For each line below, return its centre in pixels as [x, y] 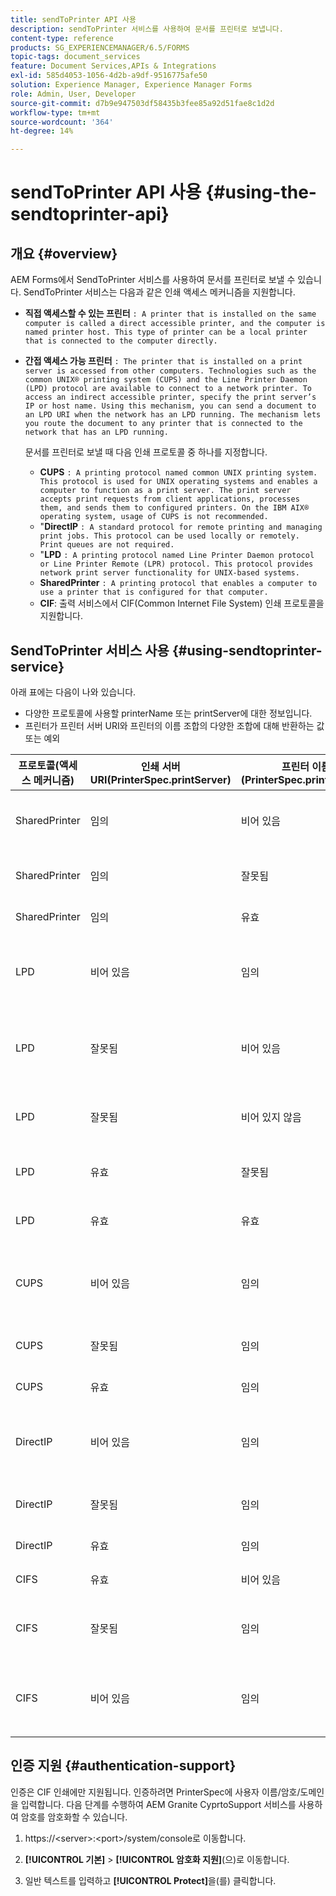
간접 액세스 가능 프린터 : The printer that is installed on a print [163, 361]
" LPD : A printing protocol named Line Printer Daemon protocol [177, 555]
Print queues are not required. [107, 545]
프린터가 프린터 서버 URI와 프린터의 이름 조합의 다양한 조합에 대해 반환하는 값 [174, 725]
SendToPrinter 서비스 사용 [90, 650]
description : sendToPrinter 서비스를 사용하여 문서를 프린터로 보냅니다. [147, 29]
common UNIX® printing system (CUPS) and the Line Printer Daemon [166, 380]
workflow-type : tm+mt [55, 112]
